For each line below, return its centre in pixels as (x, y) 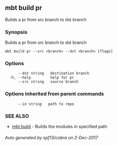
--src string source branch (48, 82)
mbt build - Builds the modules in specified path (59, 126)
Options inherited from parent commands (55, 94)
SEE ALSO (17, 116)
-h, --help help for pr (42, 78)
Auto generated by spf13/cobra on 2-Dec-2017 (52, 137)
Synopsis (16, 32)
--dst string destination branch (53, 73)
